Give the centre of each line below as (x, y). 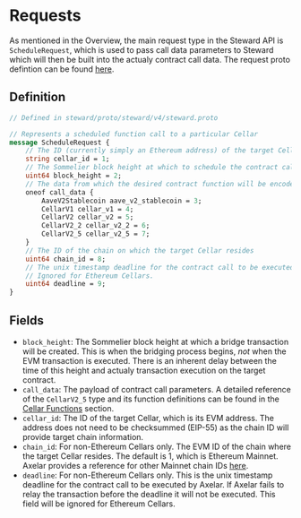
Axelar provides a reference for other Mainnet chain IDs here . (135, 465)
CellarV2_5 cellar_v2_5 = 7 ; (96, 234)
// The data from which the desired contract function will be (146, 184)
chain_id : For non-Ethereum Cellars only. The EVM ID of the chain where (157, 446)
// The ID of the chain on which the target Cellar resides (140, 250)
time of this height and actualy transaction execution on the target (144, 370)
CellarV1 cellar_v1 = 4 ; (88, 209)
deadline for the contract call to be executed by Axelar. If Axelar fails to (153, 484)
